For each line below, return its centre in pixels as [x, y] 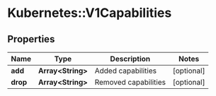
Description [130, 59]
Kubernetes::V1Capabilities [90, 13]
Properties [31, 39]
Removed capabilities [130, 82]
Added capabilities [126, 71]
